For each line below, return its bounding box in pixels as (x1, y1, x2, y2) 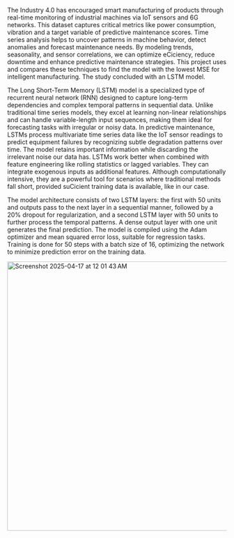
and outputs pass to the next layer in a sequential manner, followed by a (7, 203, 214, 211)
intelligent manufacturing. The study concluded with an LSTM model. (7, 72, 205, 81)
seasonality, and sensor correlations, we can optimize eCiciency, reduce (7, 50, 215, 59)
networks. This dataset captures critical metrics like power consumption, (7, 21, 216, 29)
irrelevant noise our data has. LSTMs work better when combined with (7, 153, 209, 161)
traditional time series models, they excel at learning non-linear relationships (7, 108, 226, 116)
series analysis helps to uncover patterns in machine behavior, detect (7, 36, 207, 44)
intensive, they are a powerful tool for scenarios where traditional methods (7, 175, 221, 183)
